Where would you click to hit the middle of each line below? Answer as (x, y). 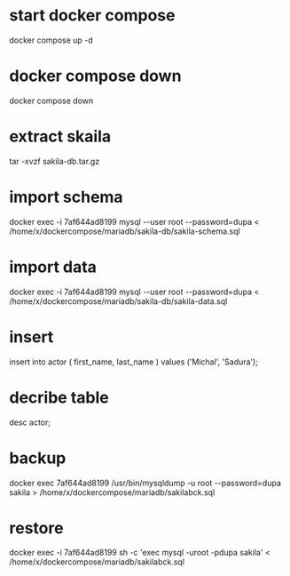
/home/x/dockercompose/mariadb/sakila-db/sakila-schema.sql (125, 231)
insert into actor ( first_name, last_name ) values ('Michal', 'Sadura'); (134, 362)
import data (53, 267)
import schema (66, 197)
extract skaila (60, 136)
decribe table (59, 397)
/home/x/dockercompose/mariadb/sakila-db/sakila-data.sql (118, 301)
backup (38, 458)
